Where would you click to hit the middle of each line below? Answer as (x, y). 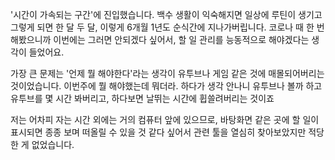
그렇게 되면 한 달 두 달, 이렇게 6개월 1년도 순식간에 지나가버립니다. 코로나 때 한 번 (167, 27)
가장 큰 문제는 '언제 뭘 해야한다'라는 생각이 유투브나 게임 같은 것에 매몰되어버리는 (167, 73)
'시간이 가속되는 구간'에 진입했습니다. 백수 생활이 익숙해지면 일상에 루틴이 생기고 (166, 14)
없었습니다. (53, 144)
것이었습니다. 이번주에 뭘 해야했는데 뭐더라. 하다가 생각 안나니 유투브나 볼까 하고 (166, 86)
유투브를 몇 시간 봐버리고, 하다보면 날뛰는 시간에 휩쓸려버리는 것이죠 (142, 98)
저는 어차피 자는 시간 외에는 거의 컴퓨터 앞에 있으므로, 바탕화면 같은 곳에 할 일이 (165, 119)
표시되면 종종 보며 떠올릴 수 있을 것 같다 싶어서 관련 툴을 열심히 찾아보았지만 (158, 132)
